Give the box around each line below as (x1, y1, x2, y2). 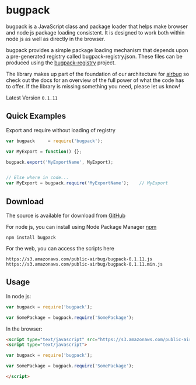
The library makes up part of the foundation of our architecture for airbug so (6, 70, 190, 77)
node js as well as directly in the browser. (6, 35, 106, 42)
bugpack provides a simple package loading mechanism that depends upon (6, 46, 188, 53)
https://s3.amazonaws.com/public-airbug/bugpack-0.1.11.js (6, 256, 153, 262)
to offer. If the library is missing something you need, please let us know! (6, 82, 181, 90)
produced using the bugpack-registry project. (6, 59, 116, 66)
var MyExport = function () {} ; (6, 149, 82, 154)
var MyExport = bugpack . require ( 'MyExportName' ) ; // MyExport (6, 180, 168, 186)
